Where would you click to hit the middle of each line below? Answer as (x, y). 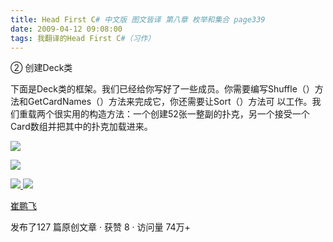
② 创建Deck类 (41, 68)
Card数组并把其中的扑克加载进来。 (81, 127)
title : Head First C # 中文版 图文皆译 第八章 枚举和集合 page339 (138, 19)
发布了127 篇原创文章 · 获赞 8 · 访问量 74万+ (100, 227)
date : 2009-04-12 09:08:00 (66, 29)
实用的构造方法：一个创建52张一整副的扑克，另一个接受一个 (186, 114)
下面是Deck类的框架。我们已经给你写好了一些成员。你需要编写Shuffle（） (162, 89)
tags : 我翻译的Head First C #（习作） (83, 38)
